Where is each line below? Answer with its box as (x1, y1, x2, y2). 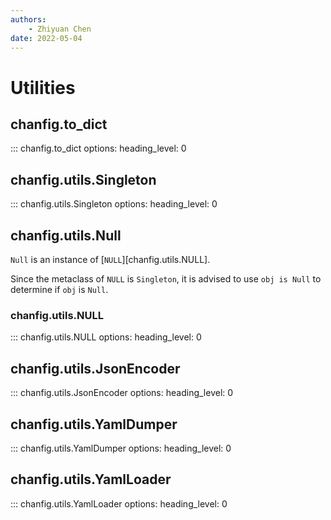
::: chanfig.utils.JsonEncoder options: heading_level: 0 (10, 387, 234, 399)
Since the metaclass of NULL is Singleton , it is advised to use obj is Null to (10, 273, 322, 285)
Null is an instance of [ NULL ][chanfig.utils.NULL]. (10, 254, 211, 265)
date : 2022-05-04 (10, 33, 83, 43)
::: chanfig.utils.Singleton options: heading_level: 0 (10, 198, 218, 210)
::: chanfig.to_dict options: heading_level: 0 (10, 142, 187, 155)
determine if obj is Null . (10, 284, 109, 295)
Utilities (10, 76, 76, 99)
